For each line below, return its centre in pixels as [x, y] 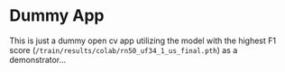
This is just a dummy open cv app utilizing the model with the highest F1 [143, 40]
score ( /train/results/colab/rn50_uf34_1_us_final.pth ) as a [124, 49]
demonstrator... [38, 59]
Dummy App [57, 16]
